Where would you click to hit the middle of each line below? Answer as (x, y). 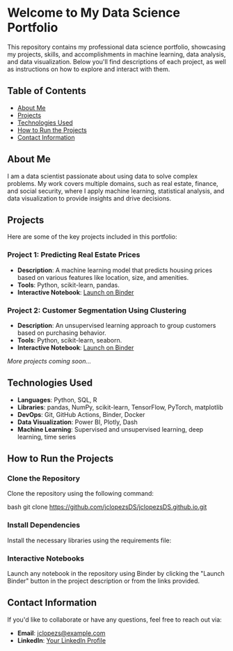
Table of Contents (47, 91)
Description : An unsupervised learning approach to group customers (116, 325)
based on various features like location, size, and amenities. (103, 277)
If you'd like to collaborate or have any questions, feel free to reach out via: (115, 619)
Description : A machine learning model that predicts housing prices (115, 270)
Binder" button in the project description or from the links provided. (104, 581)
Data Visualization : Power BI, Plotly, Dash (77, 422)
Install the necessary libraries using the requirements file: (89, 540)
